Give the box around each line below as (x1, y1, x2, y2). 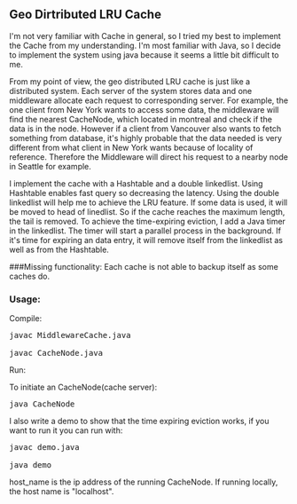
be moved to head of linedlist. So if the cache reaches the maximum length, (9, 206, 285, 217)
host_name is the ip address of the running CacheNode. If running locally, (9, 476, 278, 487)
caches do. (9, 271, 51, 281)
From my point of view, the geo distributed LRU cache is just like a (9, 75, 251, 87)
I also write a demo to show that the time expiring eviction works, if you (9, 416, 270, 427)
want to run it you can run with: (9, 425, 123, 436)
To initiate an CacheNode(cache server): (9, 382, 158, 393)
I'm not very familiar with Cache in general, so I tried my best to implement (9, 30, 281, 41)
